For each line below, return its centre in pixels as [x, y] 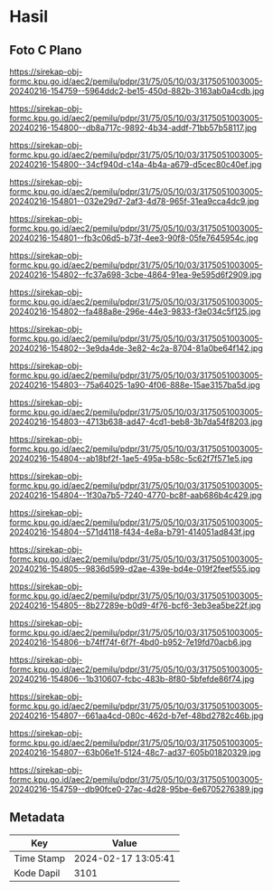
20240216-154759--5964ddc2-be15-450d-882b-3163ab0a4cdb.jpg [137, 91]
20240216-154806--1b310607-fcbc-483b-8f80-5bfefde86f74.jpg [132, 679]
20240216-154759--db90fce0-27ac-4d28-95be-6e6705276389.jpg [136, 789]
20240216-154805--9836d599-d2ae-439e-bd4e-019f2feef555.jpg [135, 569]
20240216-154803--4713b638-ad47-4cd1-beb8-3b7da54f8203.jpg [136, 422]
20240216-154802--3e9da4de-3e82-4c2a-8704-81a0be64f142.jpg [136, 348]
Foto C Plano [46, 50]
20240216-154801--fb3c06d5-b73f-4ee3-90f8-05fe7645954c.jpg [134, 238]
